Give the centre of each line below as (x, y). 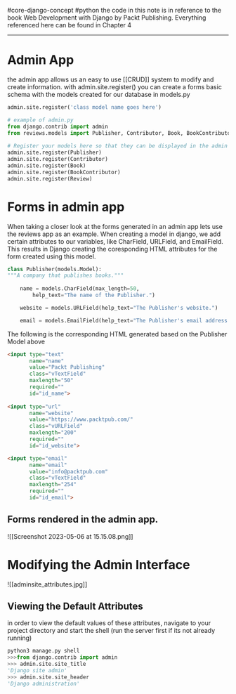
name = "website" (51, 413)
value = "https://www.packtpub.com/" (81, 420)
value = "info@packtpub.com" (69, 471)
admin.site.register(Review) (50, 178)
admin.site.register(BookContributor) (64, 172)
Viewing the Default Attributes (75, 607)
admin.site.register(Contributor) (58, 159)
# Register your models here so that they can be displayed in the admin (118, 146)
